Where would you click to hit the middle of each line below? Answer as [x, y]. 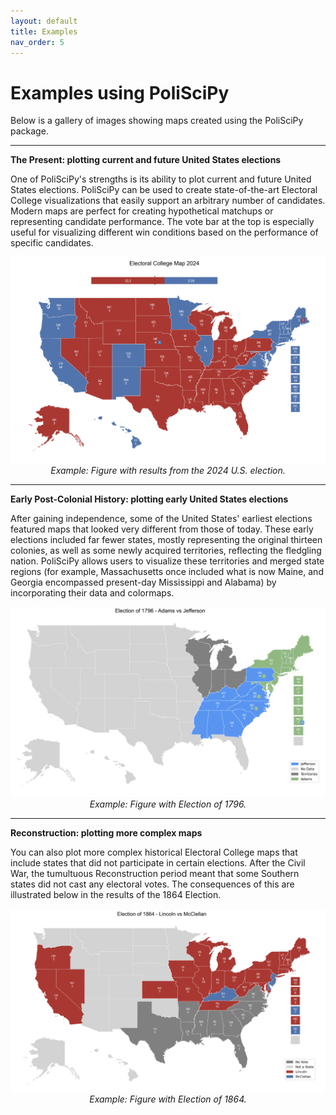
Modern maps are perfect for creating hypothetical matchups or [142, 211]
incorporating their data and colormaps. [92, 592]
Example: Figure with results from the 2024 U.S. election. [168, 470]
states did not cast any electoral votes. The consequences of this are [152, 884]
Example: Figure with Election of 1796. [168, 804]
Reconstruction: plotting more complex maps [106, 832]
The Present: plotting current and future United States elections [146, 160]
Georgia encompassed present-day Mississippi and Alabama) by [143, 582]
